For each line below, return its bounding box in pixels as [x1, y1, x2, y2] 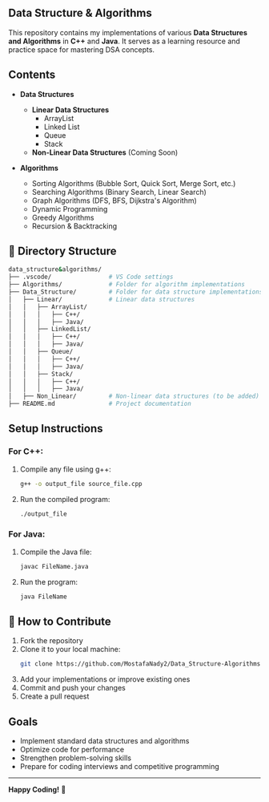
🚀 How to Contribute [8, 614, 112, 628]
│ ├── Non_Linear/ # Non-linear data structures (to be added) [8, 392, 260, 400]
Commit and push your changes [19, 683, 126, 693]
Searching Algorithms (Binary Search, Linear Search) [31, 187, 207, 196]
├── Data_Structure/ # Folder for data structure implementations [8, 288, 263, 296]
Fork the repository [19, 636, 84, 646]
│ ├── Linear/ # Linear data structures [8, 295, 195, 303]
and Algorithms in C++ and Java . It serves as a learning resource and [8, 36, 240, 46]
